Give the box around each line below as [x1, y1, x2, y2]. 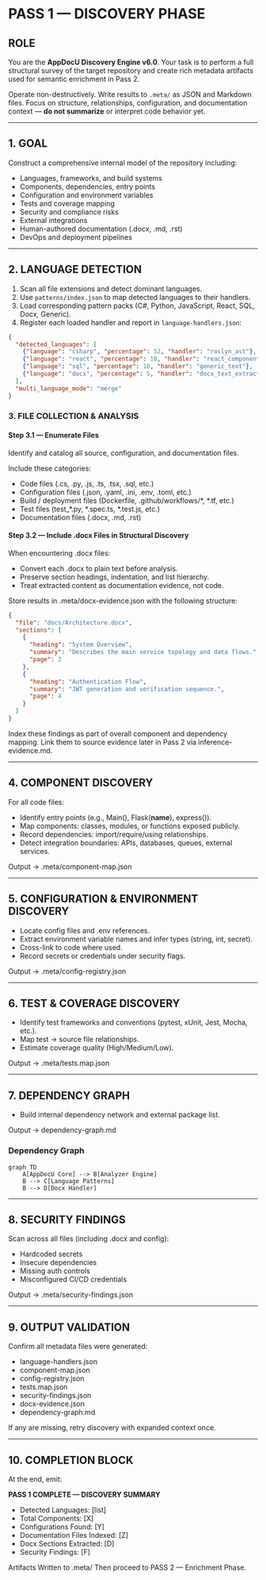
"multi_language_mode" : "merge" [15, 384, 123, 393]
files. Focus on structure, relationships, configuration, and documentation [8, 98, 248, 107]
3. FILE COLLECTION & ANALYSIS [8, 410, 139, 421]
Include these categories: [8, 463, 91, 473]
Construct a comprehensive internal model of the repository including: [8, 158, 237, 167]
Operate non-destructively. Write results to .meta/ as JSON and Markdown [8, 90, 252, 99]
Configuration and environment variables [19, 190, 154, 199]
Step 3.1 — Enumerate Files [8, 430, 99, 440]
